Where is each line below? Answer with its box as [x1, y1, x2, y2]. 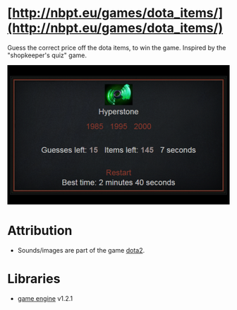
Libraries [7, 271, 61, 287]
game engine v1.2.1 [17, 294, 73, 302]
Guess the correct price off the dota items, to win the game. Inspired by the [7, 43, 226, 52]
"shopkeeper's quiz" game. [7, 51, 87, 59]
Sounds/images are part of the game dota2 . [17, 246, 145, 254]
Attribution [7, 223, 73, 239]
